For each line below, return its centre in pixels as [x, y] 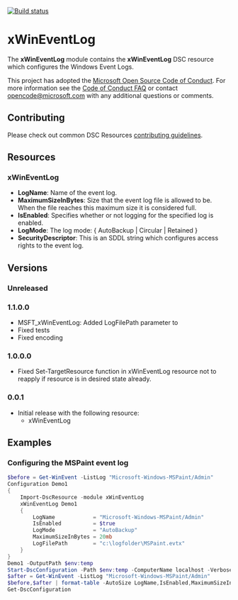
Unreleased [28, 288]
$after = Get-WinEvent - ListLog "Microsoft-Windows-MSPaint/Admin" [109, 577]
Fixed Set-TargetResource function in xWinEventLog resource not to [117, 372]
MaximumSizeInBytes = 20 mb [73, 537]
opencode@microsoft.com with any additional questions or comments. [110, 95]
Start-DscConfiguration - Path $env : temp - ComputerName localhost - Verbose [120, 570]
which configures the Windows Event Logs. [71, 67]
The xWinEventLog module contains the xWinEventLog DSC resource [110, 59]
